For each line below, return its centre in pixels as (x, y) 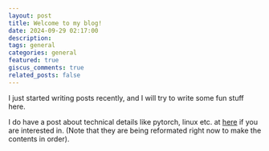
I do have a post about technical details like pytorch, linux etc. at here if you (133, 121)
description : (30, 38)
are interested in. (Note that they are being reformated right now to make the (135, 130)
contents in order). (39, 139)
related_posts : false (45, 75)
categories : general (43, 53)
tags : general (32, 46)
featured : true (34, 61)
